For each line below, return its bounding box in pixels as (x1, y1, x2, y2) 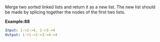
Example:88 (5, 19, 30, 24)
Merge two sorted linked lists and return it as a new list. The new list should (5, 4, 156, 10)
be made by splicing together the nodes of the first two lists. (5, 9, 126, 15)
